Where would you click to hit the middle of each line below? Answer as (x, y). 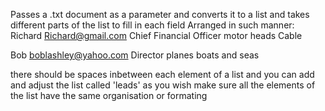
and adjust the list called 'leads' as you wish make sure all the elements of (163, 85)
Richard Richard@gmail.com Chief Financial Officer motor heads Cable (156, 35)
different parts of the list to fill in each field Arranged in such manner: (152, 25)
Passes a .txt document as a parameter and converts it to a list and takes (160, 14)
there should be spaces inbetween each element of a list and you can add (162, 74)
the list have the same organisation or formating (109, 95)
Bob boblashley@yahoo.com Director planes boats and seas (135, 55)
